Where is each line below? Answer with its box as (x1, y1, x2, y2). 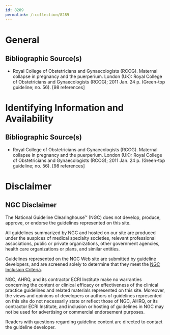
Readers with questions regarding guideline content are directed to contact (5, 319, 163, 325)
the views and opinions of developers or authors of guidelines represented (5, 292, 162, 298)
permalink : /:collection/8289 (5, 12, 70, 17)
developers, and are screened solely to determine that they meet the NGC (5, 261, 160, 267)
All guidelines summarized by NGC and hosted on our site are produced (5, 230, 156, 236)
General (5, 34, 40, 46)
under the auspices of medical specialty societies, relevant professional (5, 235, 156, 241)
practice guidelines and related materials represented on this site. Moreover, (5, 287, 165, 293)
